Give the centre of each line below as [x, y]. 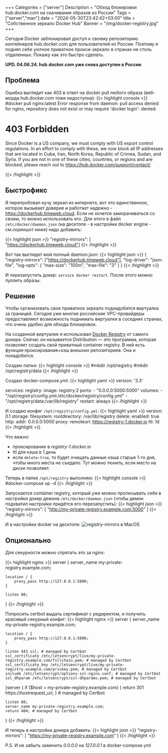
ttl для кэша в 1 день [34, 452]
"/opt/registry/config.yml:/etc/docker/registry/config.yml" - [66, 396]
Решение [20, 296]
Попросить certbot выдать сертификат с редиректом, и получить [75, 614]
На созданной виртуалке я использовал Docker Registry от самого [77, 334]
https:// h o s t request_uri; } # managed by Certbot [55, 693]
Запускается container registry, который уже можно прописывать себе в [83, 493]
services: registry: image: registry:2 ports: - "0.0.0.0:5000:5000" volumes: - [84, 390]
